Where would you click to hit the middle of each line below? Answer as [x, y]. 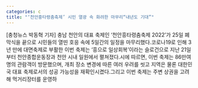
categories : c [24, 12]
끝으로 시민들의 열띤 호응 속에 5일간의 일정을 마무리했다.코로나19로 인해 [104, 42]
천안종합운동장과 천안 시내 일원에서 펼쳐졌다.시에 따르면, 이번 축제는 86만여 [104, 57]
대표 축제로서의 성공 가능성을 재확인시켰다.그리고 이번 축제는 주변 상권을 [95, 71]
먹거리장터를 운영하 [35, 79]
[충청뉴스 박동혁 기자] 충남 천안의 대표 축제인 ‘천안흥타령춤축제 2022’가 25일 [95, 35]
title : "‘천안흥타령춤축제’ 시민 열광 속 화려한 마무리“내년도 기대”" [80, 17]
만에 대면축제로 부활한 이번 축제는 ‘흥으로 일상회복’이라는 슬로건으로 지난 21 [99, 49]
